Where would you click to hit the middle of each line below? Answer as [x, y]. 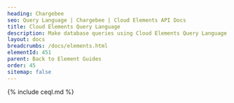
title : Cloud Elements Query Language [64, 26]
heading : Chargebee [36, 14]
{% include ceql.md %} [41, 92]
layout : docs [26, 40]
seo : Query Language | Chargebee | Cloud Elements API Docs [97, 20]
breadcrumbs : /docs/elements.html [58, 46]
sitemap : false [29, 72]
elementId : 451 [29, 53]
